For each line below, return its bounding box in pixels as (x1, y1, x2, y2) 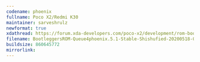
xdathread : (6, 31, 33, 37)
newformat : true (6, 25, 46, 31)
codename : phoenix (6, 8, 52, 15)
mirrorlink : (6, 47, 36, 53)
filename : (6, 36, 31, 42)
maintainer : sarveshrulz (6, 19, 68, 25)
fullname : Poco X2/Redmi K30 (6, 14, 79, 20)
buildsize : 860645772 (6, 42, 60, 48)
